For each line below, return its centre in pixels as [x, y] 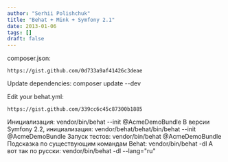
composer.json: [29, 58]
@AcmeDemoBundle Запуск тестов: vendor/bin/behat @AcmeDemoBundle [114, 137]
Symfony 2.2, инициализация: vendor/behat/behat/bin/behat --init [102, 129]
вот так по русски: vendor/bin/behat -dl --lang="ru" [81, 151]
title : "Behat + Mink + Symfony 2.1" [61, 20]
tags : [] [20, 32]
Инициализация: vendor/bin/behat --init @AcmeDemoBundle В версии [109, 122]
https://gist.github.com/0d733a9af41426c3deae [75, 71]
